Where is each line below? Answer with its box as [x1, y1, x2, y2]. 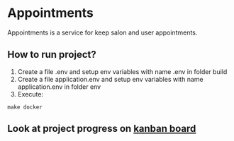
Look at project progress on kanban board [7, 123, 196, 135]
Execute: [17, 90, 44, 98]
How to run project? [7, 49, 97, 61]
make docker [7, 104, 43, 111]
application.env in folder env [17, 82, 101, 91]
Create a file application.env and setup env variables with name [17, 75, 204, 83]
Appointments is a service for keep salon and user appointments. [7, 28, 198, 37]
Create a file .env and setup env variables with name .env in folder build [17, 67, 228, 75]
